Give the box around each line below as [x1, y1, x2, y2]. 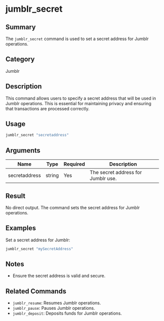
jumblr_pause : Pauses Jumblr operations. [12, 305, 95, 311]
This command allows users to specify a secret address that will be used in [5, 95, 156, 101]
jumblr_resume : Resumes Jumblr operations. [12, 300, 101, 306]
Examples [5, 224, 36, 233]
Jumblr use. [90, 175, 117, 182]
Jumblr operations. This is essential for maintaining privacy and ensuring [5, 100, 151, 106]
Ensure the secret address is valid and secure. [12, 273, 106, 279]
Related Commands [5, 287, 67, 295]
